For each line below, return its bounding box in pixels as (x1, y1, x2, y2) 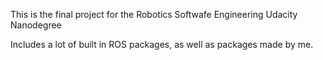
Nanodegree (10, 19, 62, 31)
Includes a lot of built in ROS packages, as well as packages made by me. (10, 39, 314, 50)
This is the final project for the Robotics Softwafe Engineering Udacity (10, 9, 298, 20)
